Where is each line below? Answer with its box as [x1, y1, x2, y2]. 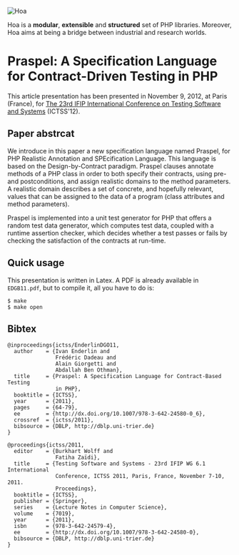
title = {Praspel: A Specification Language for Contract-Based [14, 373, 222, 380]
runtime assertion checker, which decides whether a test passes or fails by [7, 228, 228, 237]
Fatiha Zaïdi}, [55, 454, 101, 462]
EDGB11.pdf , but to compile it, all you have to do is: [7, 283, 155, 292]
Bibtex [7, 322, 37, 335]
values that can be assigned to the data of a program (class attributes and [7, 192, 225, 200]
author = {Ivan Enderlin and [14, 348, 111, 355]
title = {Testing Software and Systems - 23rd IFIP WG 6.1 [14, 460, 205, 467]
